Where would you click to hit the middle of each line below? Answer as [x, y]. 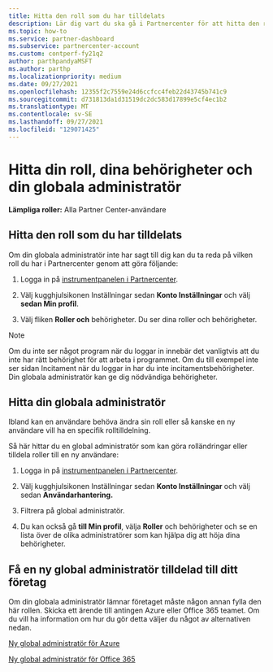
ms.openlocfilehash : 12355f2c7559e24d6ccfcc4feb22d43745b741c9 [118, 92]
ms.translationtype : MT [49, 107]
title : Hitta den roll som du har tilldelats [87, 16]
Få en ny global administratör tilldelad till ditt [123, 569]
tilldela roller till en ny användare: [64, 455]
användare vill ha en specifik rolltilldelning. [80, 430]
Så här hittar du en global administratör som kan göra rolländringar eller [128, 446]
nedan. [20, 628]
